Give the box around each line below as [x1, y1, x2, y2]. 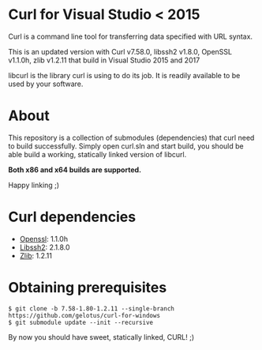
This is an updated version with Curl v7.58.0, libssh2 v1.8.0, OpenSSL [8, 47, 233, 56]
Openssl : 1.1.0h [19, 234, 69, 243]
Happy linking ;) [8, 180, 60, 190]
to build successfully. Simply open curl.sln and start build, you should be [8, 141, 244, 151]
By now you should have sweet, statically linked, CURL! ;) [8, 332, 195, 341]
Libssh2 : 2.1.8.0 [19, 243, 70, 252]
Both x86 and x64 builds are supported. [8, 164, 142, 175]
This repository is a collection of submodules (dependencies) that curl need [8, 133, 255, 142]
